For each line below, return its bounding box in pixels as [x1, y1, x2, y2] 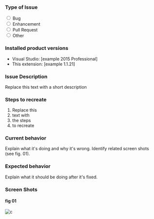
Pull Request [12, 27, 38, 33]
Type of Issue [5, 4, 38, 11]
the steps [12, 118, 31, 124]
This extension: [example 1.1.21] [12, 61, 75, 67]
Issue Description [5, 73, 48, 80]
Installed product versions [5, 45, 68, 52]
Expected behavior [5, 163, 51, 170]
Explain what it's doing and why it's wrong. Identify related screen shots [5, 146, 149, 152]
